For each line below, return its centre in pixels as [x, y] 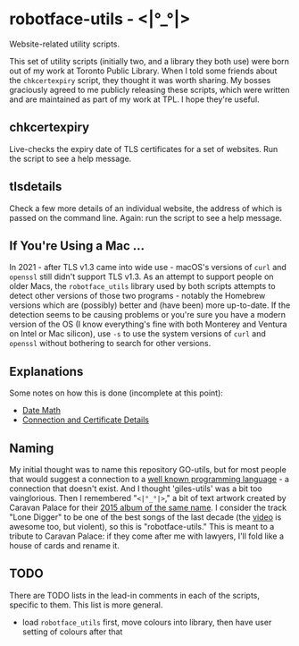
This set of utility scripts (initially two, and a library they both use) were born [149, 61]
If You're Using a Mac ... [77, 246]
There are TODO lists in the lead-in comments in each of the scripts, [135, 595]
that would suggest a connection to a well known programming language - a [149, 479]
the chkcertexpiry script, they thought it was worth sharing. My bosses [140, 80]
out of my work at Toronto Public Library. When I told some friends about [143, 71]
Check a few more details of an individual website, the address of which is [146, 208]
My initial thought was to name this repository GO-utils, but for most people [148, 469]
